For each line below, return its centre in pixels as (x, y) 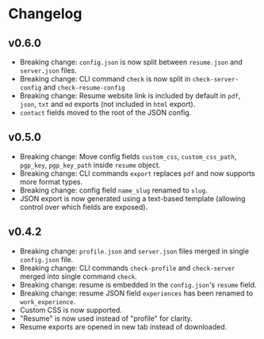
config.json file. (46, 259)
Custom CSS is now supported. (71, 310)
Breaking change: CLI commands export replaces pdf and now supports (137, 173)
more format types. (51, 181)
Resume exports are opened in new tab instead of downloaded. (123, 326)
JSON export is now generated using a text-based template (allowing (132, 198)
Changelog (45, 14)
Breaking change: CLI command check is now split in (105, 79)
